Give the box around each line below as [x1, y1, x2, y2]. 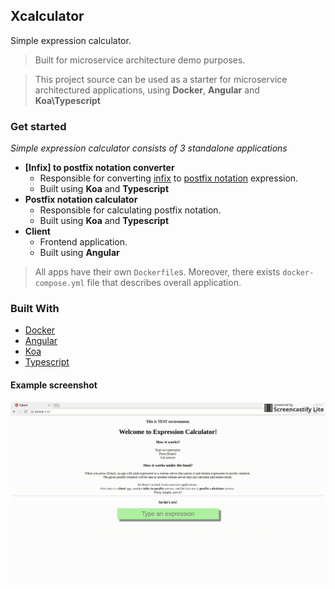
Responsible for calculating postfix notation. [39, 204, 222, 216]
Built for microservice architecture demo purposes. [34, 54, 246, 66]
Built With [10, 302, 60, 316]
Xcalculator [10, 8, 85, 25]
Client [24, 225, 51, 238]
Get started [10, 119, 67, 133]
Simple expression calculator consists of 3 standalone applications [10, 142, 288, 154]
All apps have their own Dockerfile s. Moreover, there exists [34, 266, 281, 278]
